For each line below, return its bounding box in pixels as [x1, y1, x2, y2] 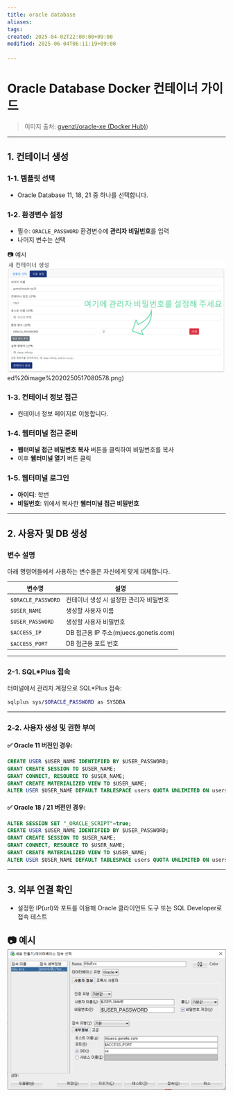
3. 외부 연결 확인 [7, 884, 73, 896]
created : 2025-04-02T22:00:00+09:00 [7, 33, 113, 40]
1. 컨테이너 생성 [7, 151, 69, 163]
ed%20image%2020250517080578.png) [7, 373, 125, 382]
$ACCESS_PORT [10, 640, 48, 647]
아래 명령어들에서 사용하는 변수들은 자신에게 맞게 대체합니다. [7, 568, 171, 576]
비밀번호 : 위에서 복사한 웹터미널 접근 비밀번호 [17, 499, 139, 507]
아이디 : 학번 [17, 490, 50, 499]
